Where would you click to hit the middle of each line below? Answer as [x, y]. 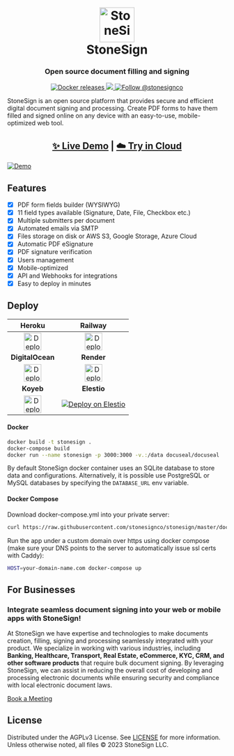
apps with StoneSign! [44, 618]
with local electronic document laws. [60, 685]
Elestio [94, 388]
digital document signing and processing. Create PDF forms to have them [112, 109]
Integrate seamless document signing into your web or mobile [114, 609]
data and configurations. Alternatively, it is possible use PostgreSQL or [109, 475]
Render [93, 357]
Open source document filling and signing [117, 72]
